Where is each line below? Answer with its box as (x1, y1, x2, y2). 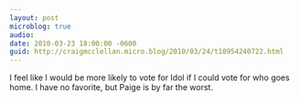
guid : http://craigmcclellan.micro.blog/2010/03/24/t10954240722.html (9, 47, 284, 56)
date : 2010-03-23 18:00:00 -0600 (9, 38, 137, 48)
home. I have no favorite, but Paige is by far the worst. (9, 82, 213, 93)
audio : (9, 30, 35, 39)
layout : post (9, 13, 59, 23)
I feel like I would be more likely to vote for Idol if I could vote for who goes (9, 72, 290, 83)
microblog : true (9, 22, 71, 31)
